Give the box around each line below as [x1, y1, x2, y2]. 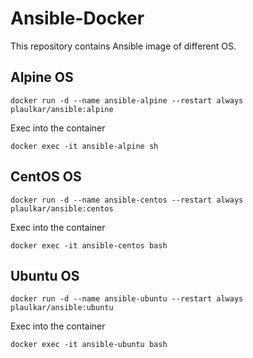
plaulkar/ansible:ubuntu [10, 303, 114, 313]
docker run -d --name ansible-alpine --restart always [10, 95, 244, 106]
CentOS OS [10, 168, 82, 186]
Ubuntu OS [10, 267, 80, 284]
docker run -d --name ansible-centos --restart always [10, 195, 244, 205]
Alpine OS [10, 69, 74, 86]
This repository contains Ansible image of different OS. [10, 40, 237, 52]
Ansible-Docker [10, 7, 145, 30]
